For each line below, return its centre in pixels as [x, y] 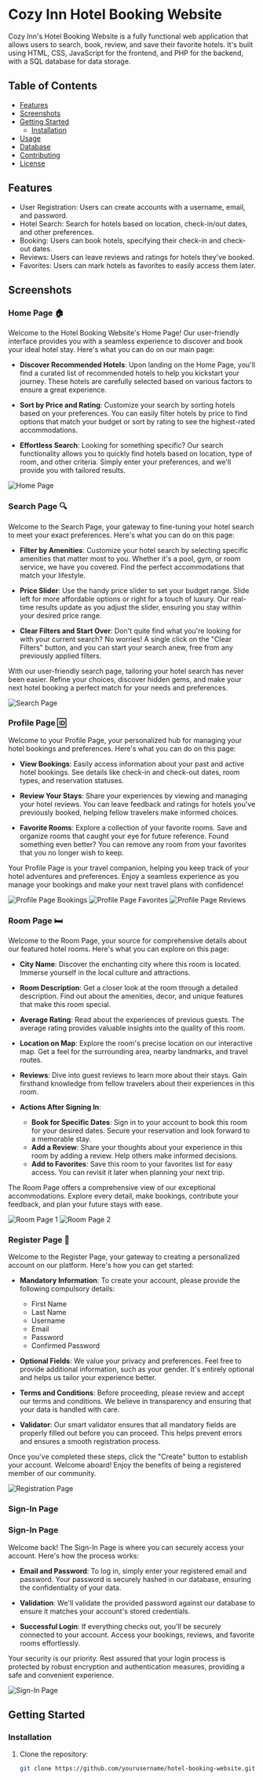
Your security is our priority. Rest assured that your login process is [117, 1658]
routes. [31, 1060]
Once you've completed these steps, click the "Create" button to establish [128, 1457]
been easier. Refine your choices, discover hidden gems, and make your [125, 679]
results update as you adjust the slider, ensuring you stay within [139, 607]
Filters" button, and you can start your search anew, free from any [126, 647]
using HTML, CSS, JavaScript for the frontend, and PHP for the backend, [126, 53]
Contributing [40, 155]
